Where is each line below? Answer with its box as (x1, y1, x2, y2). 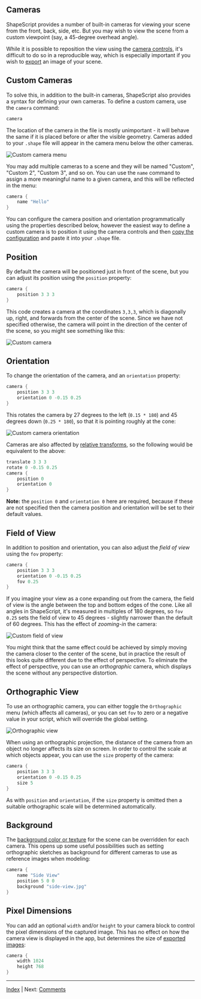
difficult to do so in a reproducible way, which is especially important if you (6, 51, 191, 59)
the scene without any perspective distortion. (6, 669, 118, 676)
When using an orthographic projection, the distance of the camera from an (6, 739, 193, 746)
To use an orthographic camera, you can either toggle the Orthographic (6, 703, 182, 710)
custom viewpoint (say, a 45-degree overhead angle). (6, 33, 139, 41)
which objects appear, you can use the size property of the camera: (6, 752, 174, 759)
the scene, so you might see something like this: (6, 327, 125, 334)
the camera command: (6, 104, 60, 111)
